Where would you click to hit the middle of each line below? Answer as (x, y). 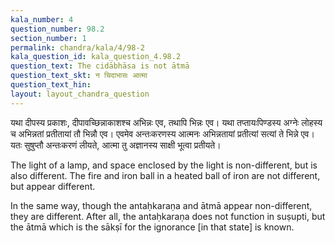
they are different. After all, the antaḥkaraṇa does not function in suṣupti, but (168, 216)
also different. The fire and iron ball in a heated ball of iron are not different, (165, 175)
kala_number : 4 (42, 19)
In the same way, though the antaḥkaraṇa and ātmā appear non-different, (161, 205)
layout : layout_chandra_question (80, 94)
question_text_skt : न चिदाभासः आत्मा (79, 76)
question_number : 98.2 (57, 29)
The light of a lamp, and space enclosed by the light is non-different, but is (164, 165)
